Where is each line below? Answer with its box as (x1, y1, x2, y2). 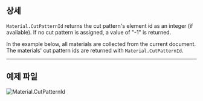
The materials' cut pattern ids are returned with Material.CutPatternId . (6, 47, 184, 54)
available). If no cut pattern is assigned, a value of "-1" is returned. (6, 28, 172, 36)
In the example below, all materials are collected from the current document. (6, 40, 196, 47)
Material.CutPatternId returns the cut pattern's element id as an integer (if (6, 22, 193, 29)
